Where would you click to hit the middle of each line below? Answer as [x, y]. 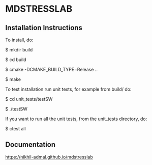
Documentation [31, 145]
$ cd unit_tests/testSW [29, 99]
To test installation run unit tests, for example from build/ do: [68, 89]
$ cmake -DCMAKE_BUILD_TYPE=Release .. [52, 70]
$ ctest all [16, 129]
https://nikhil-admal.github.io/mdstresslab [49, 157]
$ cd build [16, 60]
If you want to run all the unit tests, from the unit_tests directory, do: [76, 119]
